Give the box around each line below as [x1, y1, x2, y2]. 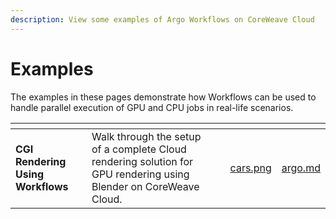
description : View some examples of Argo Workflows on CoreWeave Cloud [10, 14, 315, 25]
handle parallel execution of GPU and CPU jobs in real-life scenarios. [10, 101, 294, 113]
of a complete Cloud [91, 142, 187, 156]
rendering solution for [91, 154, 194, 168]
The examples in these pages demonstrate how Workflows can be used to [10, 91, 317, 103]
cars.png [229, 161, 272, 175]
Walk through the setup [91, 129, 202, 143]
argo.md [281, 161, 321, 175]
